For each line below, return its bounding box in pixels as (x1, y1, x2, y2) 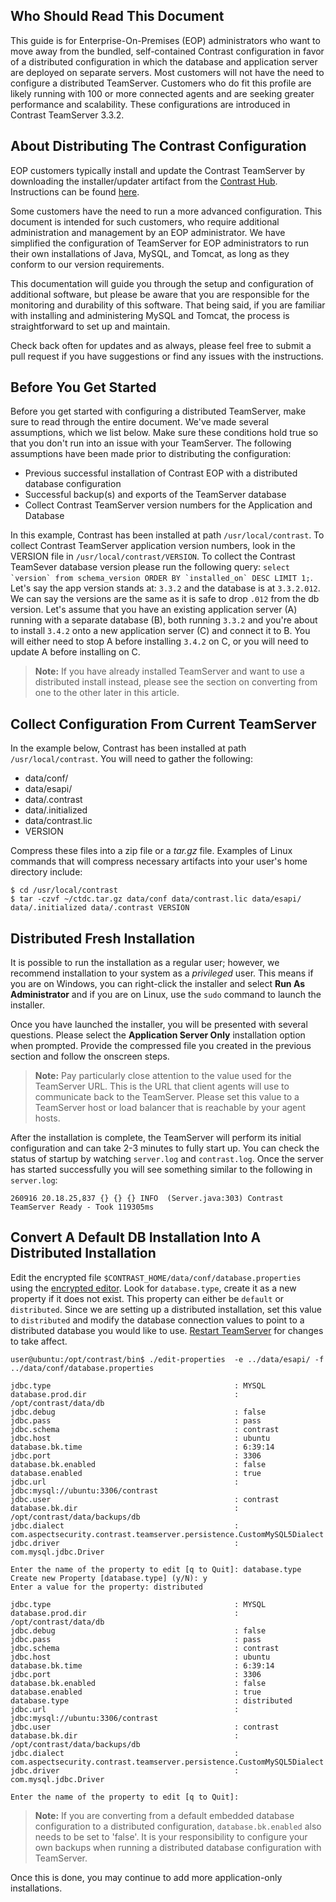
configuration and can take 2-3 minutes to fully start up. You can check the (10, 1142, 320, 1154)
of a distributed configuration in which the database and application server (10, 55, 318, 68)
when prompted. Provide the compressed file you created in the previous (10, 1040, 312, 1052)
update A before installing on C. (10, 646, 141, 658)
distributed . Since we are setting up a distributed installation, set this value (10, 1303, 322, 1315)
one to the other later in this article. (34, 687, 180, 699)
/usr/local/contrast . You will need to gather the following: (10, 753, 253, 765)
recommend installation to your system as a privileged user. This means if (10, 967, 314, 979)
